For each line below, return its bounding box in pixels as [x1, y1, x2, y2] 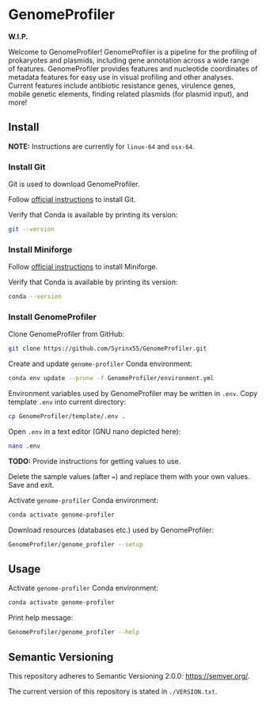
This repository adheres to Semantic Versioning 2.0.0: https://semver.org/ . [8, 672, 250, 681]
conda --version [8, 293, 62, 301]
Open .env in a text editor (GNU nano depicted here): [8, 427, 181, 436]
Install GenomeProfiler [8, 311, 97, 322]
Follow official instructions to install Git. [8, 195, 136, 204]
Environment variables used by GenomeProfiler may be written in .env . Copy [8, 389, 258, 398]
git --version [8, 226, 55, 234]
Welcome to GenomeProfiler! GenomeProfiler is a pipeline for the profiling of [8, 47, 257, 56]
